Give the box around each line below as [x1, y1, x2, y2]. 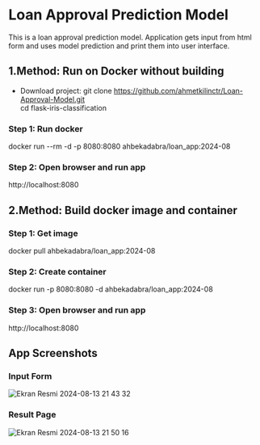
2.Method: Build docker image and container [8, 204, 238, 217]
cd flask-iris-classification [19, 103, 107, 112]
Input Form [8, 370, 52, 381]
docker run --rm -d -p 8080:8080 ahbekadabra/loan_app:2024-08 [8, 141, 231, 151]
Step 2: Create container [8, 266, 107, 277]
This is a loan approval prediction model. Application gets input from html [8, 32, 252, 42]
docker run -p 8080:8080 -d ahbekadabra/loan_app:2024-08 [8, 284, 214, 294]
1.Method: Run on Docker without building [8, 65, 224, 78]
